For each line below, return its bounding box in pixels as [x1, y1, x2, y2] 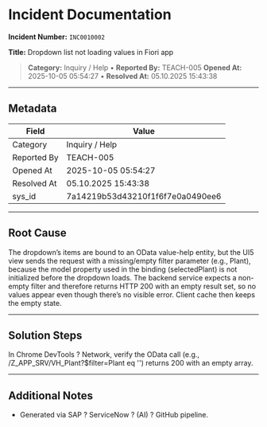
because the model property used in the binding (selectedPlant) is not [8, 264, 238, 274]
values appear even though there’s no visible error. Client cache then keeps [8, 289, 256, 300]
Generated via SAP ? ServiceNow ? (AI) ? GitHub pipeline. [19, 410, 209, 420]
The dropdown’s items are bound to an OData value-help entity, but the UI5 [8, 247, 254, 257]
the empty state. [8, 298, 62, 308]
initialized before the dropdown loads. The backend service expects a [8, 272, 237, 282]
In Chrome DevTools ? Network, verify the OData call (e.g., [8, 350, 200, 359]
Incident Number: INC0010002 [8, 32, 106, 41]
